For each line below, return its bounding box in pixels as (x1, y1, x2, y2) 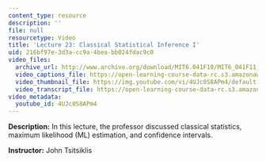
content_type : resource (8, 11, 87, 20)
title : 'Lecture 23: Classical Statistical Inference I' (8, 41, 200, 49)
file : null (8, 26, 44, 34)
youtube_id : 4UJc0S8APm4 (15, 100, 97, 108)
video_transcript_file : (15, 85, 93, 94)
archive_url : (15, 63, 59, 71)
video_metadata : (8, 93, 62, 101)
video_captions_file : (15, 71, 87, 79)
